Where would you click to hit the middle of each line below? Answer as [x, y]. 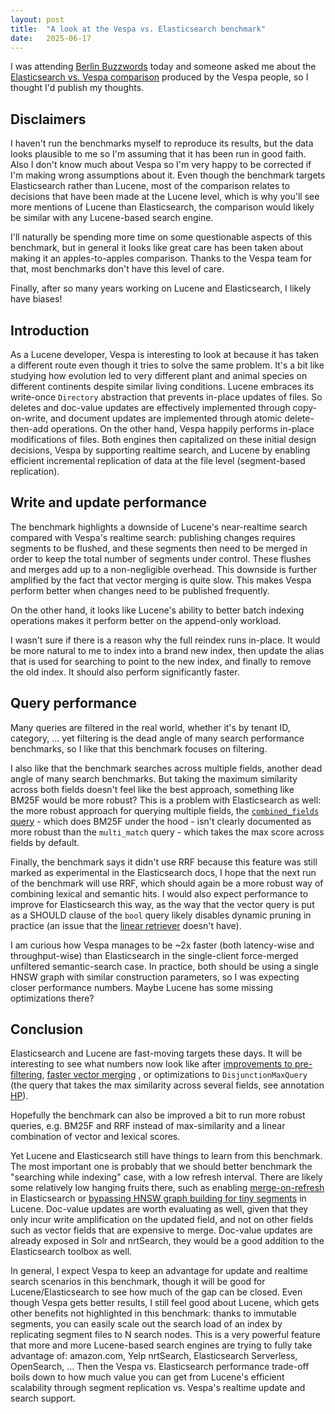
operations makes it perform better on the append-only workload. [146, 620]
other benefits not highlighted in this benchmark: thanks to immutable [153, 1313]
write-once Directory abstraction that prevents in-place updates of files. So [166, 397]
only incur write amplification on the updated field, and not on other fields [162, 1220]
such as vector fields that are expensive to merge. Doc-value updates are [161, 1230]
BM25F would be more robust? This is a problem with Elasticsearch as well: [166, 800]
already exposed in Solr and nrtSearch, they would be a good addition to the [167, 1241]
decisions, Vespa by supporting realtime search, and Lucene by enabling [160, 450]
